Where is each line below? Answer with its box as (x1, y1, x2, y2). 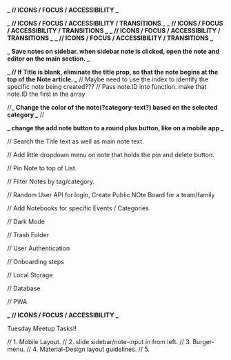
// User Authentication (7, 244, 70, 252)
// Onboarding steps (7, 258, 64, 266)
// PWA (7, 298, 28, 306)
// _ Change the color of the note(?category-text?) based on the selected (7, 103, 218, 111)
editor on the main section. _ (7, 54, 90, 63)
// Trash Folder (7, 231, 50, 239)
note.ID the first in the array (7, 90, 86, 98)
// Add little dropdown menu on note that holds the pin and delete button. (7, 151, 215, 159)
